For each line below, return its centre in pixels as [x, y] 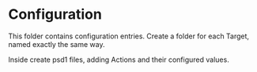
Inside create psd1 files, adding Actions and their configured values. [119, 59]
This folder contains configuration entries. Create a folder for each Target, [129, 36]
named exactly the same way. [57, 44]
